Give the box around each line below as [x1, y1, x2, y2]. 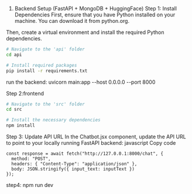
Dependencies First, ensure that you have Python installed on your [14, 11, 176, 18]
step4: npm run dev [6, 182, 54, 188]
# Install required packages [6, 62, 77, 68]
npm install [6, 122, 35, 128]
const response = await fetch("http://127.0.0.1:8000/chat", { [6, 151, 164, 156]
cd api [6, 52, 22, 57]
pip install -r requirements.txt [6, 67, 88, 74]
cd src [6, 107, 22, 113]
